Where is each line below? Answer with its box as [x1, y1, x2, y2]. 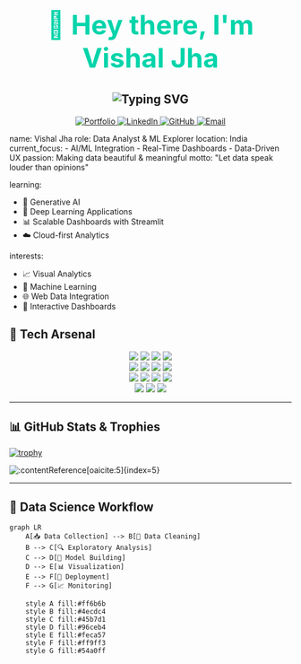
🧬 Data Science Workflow [9, 499, 154, 514]
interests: [9, 250, 44, 261]
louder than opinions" [9, 162, 90, 172]
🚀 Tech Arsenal [9, 327, 96, 342]
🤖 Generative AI [21, 197, 81, 207]
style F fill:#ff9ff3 [25, 639, 106, 648]
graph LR [9, 523, 42, 532]
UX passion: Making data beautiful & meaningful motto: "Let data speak [9, 152, 273, 162]
